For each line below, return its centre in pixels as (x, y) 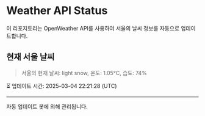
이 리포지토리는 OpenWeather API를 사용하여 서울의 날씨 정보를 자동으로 (93, 28)
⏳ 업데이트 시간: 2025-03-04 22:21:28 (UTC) (62, 85)
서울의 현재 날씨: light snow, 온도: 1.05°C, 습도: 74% (84, 73)
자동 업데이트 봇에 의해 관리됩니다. (47, 106)
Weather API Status (57, 11)
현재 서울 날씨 (31, 57)
